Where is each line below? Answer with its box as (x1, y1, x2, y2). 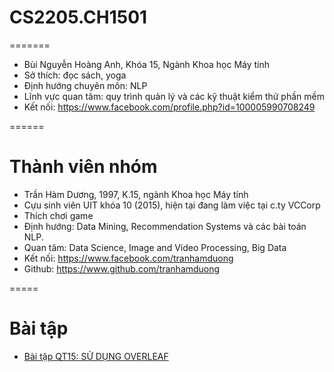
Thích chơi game (23, 209, 94, 221)
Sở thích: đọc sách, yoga (23, 69, 127, 81)
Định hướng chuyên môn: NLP (23, 79, 148, 91)
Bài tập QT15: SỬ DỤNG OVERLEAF (23, 350, 169, 362)
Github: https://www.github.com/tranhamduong (23, 262, 221, 275)
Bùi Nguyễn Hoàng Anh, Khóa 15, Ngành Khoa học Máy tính (23, 58, 271, 70)
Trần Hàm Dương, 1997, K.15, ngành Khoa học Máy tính (23, 188, 249, 200)
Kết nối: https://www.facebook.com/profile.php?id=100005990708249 (23, 101, 316, 113)
